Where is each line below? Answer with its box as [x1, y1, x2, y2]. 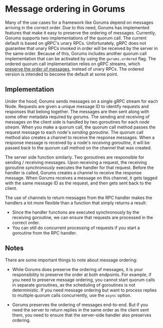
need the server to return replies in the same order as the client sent [12, 307, 149, 312]
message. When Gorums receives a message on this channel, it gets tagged [5, 175, 158, 181]
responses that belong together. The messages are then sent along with [5, 109, 149, 114]
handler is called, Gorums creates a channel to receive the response [5, 169, 142, 176]
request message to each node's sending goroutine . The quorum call [5, 129, 144, 135]
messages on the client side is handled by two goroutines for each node [5, 119, 150, 125]
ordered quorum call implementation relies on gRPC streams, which [5, 61, 141, 67]
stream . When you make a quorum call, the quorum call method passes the [5, 124, 156, 130]
